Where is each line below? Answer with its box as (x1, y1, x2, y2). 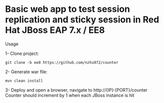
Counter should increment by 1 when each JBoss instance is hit (5, 92, 135, 98)
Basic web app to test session (5, 3, 130, 15)
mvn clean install (5, 78, 43, 83)
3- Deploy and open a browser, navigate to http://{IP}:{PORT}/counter (5, 87, 148, 93)
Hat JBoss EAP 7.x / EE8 (5, 25, 105, 36)
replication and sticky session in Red (5, 14, 160, 25)
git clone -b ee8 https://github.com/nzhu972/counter (5, 60, 119, 65)
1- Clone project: (5, 51, 39, 56)
